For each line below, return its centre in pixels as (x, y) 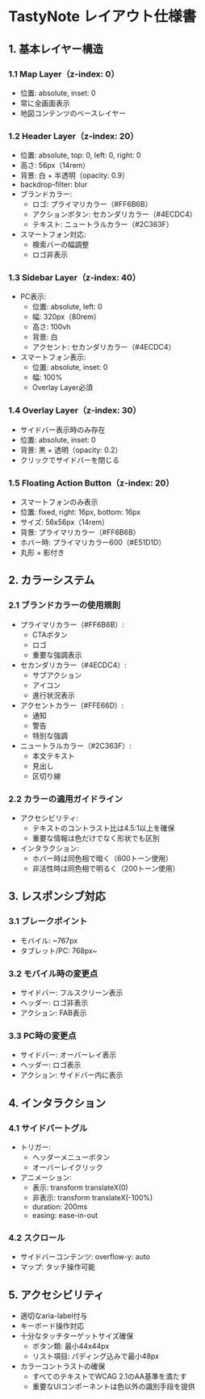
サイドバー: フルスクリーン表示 (71, 993)
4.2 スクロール (37, 1237)
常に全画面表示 (45, 103)
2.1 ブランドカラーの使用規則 (65, 605)
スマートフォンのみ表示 (59, 502)
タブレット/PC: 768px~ (59, 951)
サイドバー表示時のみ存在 (63, 430)
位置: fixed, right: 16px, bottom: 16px (80, 512)
